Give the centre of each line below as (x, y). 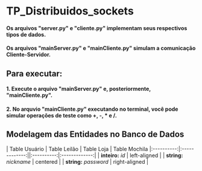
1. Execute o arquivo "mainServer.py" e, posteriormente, (79, 89)
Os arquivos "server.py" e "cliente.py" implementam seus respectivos (97, 28)
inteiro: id (113, 155)
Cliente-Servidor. (29, 55)
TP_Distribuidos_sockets (70, 11)
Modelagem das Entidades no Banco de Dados (95, 135)
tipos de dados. (26, 34)
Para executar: (34, 73)
